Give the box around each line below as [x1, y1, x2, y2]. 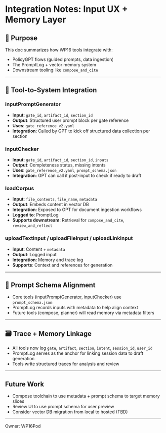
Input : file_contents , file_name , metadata [12, 196, 97, 202]
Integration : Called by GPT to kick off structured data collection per [12, 128, 150, 134]
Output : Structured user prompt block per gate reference [12, 117, 129, 123]
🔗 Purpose [5, 34, 38, 42]
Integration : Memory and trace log [12, 257, 83, 263]
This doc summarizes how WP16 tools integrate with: [5, 47, 113, 53]
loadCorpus [5, 185, 35, 192]
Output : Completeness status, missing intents [12, 162, 106, 168]
